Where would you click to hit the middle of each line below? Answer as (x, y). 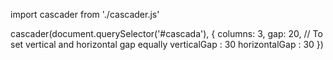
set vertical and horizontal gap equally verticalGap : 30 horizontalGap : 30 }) (167, 44)
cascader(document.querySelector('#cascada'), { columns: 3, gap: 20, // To (166, 33)
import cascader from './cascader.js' (85, 14)
